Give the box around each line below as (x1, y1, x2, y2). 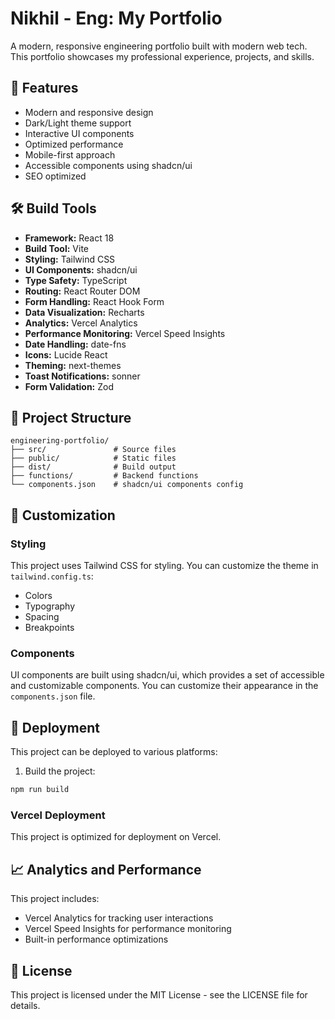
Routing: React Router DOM (24, 285, 141, 297)
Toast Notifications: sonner (24, 370, 141, 382)
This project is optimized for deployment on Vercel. (10, 831, 222, 843)
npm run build (10, 785, 70, 795)
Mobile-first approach (24, 148, 116, 161)
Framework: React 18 (24, 232, 115, 244)
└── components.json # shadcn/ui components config (10, 480, 244, 490)
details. (10, 999, 41, 1011)
